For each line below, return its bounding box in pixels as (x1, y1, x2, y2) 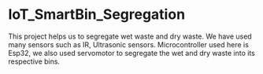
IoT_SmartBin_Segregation (8, 6, 186, 24)
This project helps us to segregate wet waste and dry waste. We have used (8, 31, 252, 41)
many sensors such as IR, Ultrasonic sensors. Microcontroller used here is (8, 39, 250, 49)
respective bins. (8, 57, 61, 66)
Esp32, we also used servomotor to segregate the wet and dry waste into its (8, 48, 256, 57)
